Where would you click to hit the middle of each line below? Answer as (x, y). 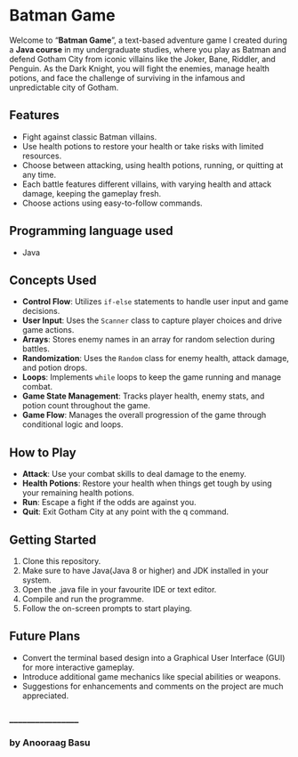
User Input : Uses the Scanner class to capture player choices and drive (152, 320)
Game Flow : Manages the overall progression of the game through (144, 415)
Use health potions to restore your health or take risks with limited (143, 146)
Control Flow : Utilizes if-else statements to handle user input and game (155, 302)
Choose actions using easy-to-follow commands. (112, 203)
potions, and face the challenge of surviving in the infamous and (127, 77)
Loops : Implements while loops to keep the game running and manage (152, 377)
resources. (42, 156)
